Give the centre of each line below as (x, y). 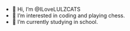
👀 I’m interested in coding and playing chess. (68, 15)
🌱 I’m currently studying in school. (55, 22)
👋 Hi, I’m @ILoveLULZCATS (46, 9)
